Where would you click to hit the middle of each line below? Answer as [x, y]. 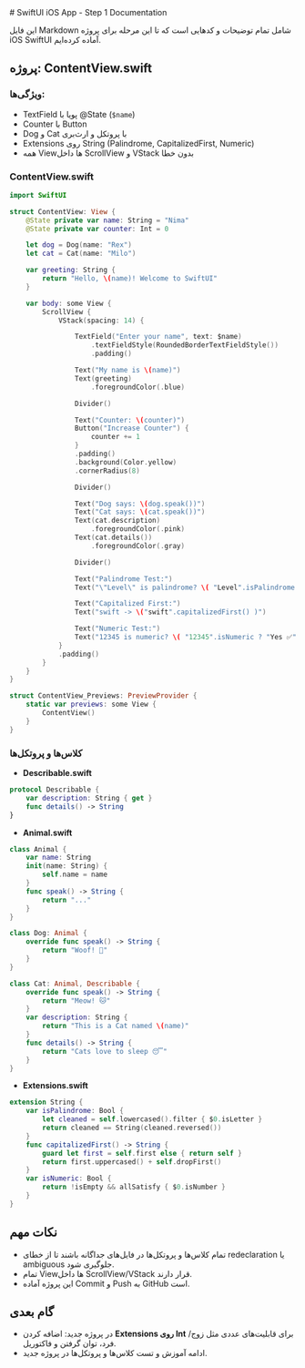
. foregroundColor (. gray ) [137, 546]
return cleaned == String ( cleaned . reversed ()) [132, 1128]
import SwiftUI [38, 195]
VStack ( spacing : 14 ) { [101, 321]
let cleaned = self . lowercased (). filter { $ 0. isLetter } [152, 1119]
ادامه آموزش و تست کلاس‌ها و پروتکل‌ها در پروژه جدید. [115, 1353]
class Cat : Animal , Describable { [75, 984]
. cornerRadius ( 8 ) [107, 471]
